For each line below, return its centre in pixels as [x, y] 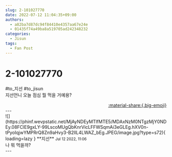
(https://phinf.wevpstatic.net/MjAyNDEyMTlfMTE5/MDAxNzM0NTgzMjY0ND [86, 122]
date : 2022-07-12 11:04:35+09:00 [41, 15]
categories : [18, 34]
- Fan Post [21, 48]
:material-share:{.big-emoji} [137, 105]
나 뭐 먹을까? [18, 145]
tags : [11, 44]
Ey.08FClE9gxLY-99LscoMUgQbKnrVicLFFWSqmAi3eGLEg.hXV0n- [77, 127]
